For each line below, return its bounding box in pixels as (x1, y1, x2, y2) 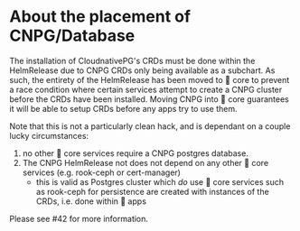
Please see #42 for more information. (9, 213, 149, 224)
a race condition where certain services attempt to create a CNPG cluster (9, 84, 283, 95)
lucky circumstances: (9, 130, 89, 141)
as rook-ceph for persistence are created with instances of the (35, 186, 269, 197)
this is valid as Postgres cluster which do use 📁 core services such (35, 176, 285, 187)
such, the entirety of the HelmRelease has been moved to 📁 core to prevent (9, 74, 290, 85)
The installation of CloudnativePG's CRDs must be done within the (9, 55, 256, 66)
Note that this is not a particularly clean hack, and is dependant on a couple (9, 120, 291, 132)
